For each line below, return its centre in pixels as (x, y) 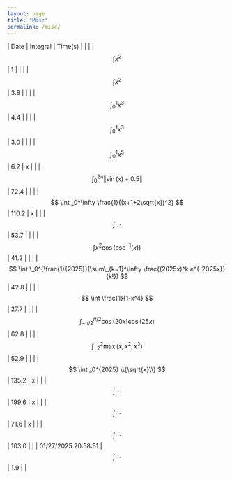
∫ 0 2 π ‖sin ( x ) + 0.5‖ (117, 179)
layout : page (26, 14)
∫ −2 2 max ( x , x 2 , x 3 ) (117, 346)
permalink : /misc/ (34, 27)
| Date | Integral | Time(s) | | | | (51, 47)
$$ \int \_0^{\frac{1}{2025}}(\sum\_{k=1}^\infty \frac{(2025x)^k (99, 269)
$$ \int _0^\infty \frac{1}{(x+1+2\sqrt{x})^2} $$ (117, 202)
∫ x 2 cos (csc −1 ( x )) (117, 247)
